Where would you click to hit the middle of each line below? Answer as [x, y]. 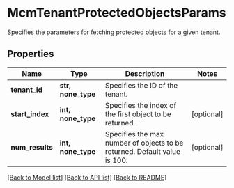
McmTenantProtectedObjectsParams [117, 13]
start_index [30, 114]
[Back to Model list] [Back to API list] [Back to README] [87, 177]
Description [145, 73]
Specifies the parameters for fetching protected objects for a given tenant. [114, 32]
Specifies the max [134, 134]
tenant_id [27, 90]
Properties [31, 54]
